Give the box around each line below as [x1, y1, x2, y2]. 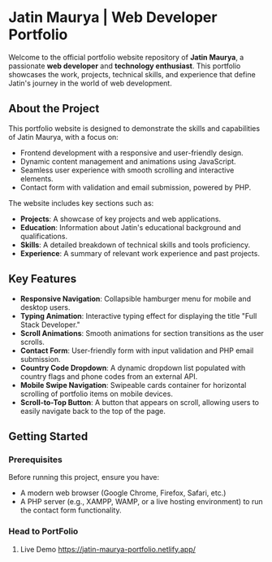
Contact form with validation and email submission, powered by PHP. [19, 182, 252, 192]
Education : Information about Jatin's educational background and [19, 222, 241, 232]
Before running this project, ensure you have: [8, 473, 160, 482]
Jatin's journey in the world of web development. [8, 78, 172, 88]
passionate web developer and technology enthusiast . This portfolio [8, 61, 241, 71]
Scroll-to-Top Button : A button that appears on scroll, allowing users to [19, 397, 260, 407]
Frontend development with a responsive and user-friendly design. [19, 147, 244, 158]
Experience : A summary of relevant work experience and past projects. [19, 248, 260, 258]
